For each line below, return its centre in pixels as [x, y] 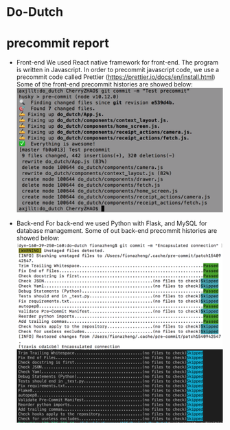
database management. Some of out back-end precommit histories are [117, 231]
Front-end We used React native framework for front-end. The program [117, 63]
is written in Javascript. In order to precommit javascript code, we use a [118, 70]
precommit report [58, 44]
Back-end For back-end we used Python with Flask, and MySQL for [112, 223]
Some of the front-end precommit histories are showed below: [104, 84]
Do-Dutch [35, 12]
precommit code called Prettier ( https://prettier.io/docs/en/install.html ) [116, 77]
